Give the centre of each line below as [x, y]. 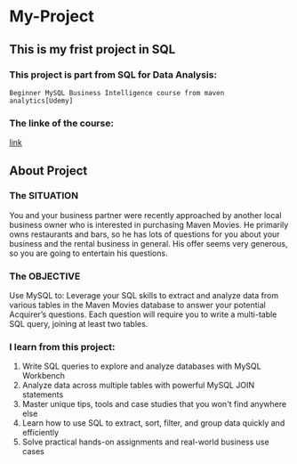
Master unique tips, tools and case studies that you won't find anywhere [154, 404]
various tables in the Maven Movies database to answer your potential [138, 305]
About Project [48, 171]
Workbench [43, 376]
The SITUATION [44, 196]
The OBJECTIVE [45, 276]
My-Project [52, 16]
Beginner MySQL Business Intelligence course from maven [117, 93]
